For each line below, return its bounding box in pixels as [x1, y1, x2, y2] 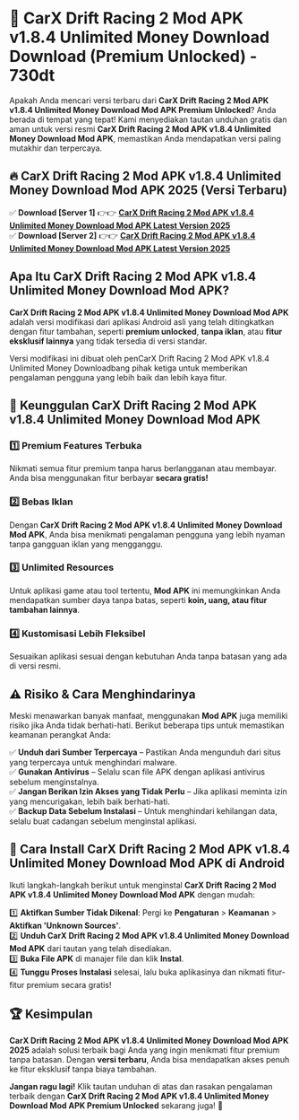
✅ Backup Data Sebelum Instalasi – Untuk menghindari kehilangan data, [9, 805, 278, 816]
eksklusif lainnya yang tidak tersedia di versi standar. [9, 336, 208, 346]
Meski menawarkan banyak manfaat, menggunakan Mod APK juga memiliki [9, 710, 288, 721]
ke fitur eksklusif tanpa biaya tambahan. [9, 1063, 157, 1074]
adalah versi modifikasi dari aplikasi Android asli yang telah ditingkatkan [9, 316, 275, 327]
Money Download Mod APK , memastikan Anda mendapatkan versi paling [9, 133, 282, 144]
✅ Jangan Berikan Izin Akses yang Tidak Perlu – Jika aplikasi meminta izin [9, 785, 288, 797]
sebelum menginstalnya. [9, 776, 100, 787]
